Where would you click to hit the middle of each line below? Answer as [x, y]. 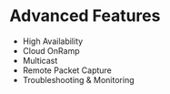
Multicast [40, 60]
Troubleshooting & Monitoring [78, 79]
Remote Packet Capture [67, 70]
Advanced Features [85, 16]
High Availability [53, 41]
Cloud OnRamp [51, 50]
